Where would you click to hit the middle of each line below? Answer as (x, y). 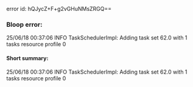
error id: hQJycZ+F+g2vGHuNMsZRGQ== (59, 9)
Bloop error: (24, 24)
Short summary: (27, 58)
